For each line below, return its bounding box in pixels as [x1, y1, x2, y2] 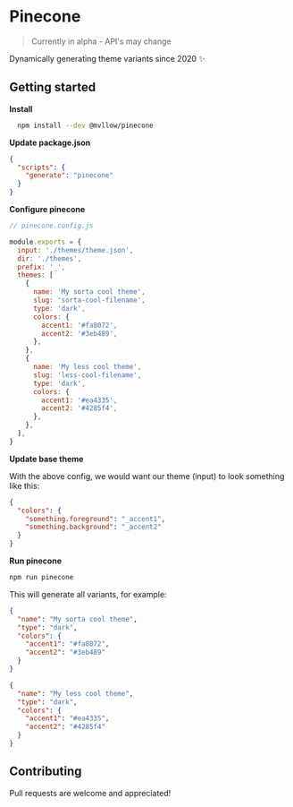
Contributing [9, 764, 82, 779]
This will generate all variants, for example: [9, 588, 167, 599]
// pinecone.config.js [9, 221, 94, 230]
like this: [9, 480, 40, 491]
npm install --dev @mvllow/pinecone [17, 121, 154, 130]
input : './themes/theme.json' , [17, 245, 134, 254]
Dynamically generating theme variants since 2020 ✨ [9, 53, 205, 64]
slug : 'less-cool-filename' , [32, 370, 142, 380]
